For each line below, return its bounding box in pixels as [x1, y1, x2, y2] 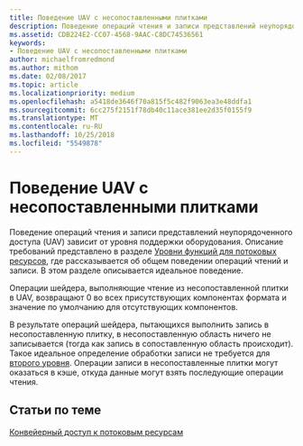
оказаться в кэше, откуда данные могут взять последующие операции [9, 367, 284, 378]
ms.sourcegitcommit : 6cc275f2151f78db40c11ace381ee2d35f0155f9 [9, 105, 252, 114]
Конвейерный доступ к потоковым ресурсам [9, 426, 183, 437]
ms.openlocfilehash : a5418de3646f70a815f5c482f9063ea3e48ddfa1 [9, 96, 252, 106]
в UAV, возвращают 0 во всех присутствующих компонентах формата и [9, 292, 287, 303]
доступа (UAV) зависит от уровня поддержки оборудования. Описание [9, 236, 284, 247]
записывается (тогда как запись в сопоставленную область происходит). [9, 338, 294, 349]
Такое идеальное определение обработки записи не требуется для [9, 348, 271, 359]
